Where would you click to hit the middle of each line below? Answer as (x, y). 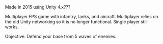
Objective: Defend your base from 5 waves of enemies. (61, 36)
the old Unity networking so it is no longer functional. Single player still (77, 22)
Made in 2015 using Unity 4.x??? (38, 7)
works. (12, 27)
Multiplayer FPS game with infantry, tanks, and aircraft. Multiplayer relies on (82, 16)
